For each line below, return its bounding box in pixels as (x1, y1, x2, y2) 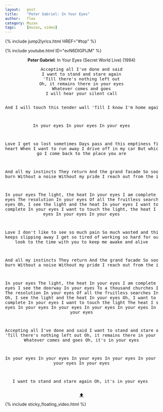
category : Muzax (5, 20, 38, 26)
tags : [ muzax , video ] (5, 25, 57, 30)
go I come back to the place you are (36, 151, 127, 157)
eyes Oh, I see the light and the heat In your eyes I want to (5, 202, 159, 207)
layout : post (5, 7, 36, 12)
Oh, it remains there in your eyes (39, 81, 124, 87)
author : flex (5, 16, 36, 21)
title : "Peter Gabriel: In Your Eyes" (5, 12, 90, 16)
